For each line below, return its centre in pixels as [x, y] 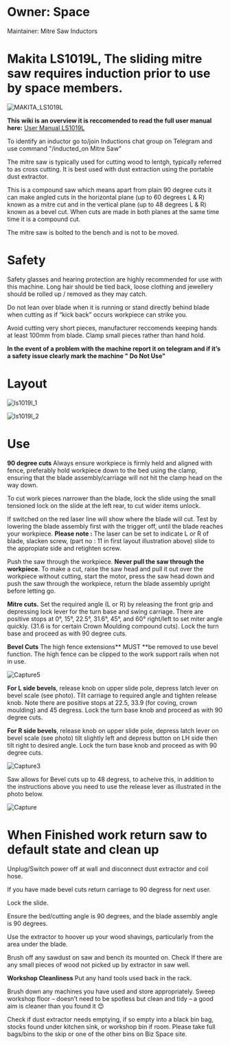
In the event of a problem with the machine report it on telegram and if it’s [114, 348]
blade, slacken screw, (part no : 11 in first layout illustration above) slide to [111, 540]
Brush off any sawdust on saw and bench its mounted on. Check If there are [115, 957]
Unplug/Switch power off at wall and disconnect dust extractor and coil [108, 869]
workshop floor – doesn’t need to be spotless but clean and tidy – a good [111, 998]
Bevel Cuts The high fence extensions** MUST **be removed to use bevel [113, 646]
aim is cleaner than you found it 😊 [56, 1006]
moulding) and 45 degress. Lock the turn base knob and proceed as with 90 [115, 710]
